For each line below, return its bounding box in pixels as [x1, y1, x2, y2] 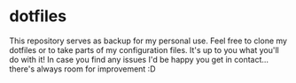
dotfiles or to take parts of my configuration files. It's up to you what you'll [9, 44, 279, 55]
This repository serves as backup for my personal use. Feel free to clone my [9, 35, 288, 46]
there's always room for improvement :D [9, 64, 156, 74]
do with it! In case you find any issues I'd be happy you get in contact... [9, 54, 269, 64]
